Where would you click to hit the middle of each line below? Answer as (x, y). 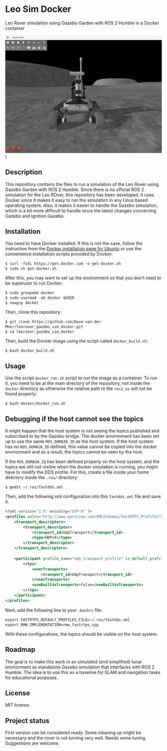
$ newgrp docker (22, 303)
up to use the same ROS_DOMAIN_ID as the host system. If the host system (80, 442)
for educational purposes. (32, 677)
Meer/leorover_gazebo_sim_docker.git (44, 327)
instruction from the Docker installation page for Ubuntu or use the (73, 249)
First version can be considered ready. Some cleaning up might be (73, 733)
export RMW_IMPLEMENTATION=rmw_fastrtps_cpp (52, 625)
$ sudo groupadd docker (30, 293)
